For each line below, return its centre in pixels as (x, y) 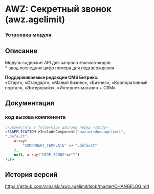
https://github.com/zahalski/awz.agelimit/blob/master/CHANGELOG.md (77, 186)
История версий (31, 175)
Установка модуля (28, 35)
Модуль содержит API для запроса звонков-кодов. (58, 62)
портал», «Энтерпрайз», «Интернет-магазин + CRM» (60, 87)
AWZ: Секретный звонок (58, 9)
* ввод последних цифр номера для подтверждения (60, 68)
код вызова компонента (35, 117)
